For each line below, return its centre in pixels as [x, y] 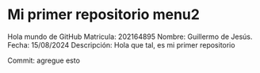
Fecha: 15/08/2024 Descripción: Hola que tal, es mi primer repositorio [121, 44]
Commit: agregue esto [44, 60]
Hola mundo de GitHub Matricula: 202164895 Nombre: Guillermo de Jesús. [130, 36]
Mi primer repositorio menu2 [103, 15]
